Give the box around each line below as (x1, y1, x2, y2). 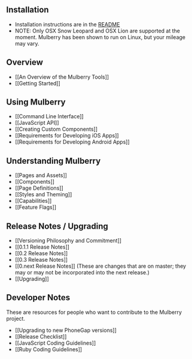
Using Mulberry (6, 97, 66, 107)
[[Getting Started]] (14, 79, 61, 86)
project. (6, 315, 26, 322)
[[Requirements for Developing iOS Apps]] (14, 132, 119, 139)
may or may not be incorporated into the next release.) (14, 269, 150, 276)
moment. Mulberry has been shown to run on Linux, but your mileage (14, 33, 185, 41)
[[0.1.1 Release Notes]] (14, 243, 70, 251)
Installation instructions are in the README (14, 20, 120, 28)
